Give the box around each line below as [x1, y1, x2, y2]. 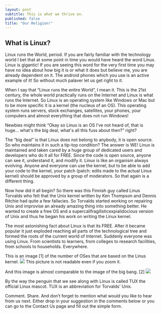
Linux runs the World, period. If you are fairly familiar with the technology [5, 52, 151, 57]
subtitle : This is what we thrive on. [5, 12, 83, 17]
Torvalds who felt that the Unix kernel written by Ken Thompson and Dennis [5, 193, 157, 199]
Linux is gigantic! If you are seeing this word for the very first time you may [5, 62, 154, 68]
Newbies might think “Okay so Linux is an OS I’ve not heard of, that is [5, 122, 144, 128]
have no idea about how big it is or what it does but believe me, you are [5, 67, 148, 73]
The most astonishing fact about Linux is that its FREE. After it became [5, 223, 145, 229]
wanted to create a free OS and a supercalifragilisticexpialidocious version [5, 208, 154, 214]
